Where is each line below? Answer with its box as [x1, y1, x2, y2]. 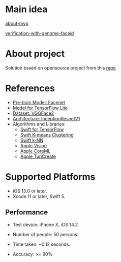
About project [5, 48, 65, 59]
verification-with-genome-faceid [5, 30, 74, 36]
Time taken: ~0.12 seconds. [12, 241, 70, 247]
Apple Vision [20, 142, 47, 148]
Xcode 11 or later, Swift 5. [12, 193, 66, 199]
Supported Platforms [5, 171, 96, 182]
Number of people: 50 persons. [12, 231, 79, 237]
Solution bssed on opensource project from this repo [5, 64, 116, 71]
